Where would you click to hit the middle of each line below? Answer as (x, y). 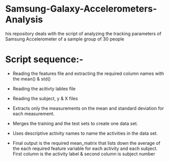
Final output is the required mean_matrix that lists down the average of (87, 143)
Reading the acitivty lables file (44, 89)
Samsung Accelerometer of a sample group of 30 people (65, 39)
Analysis (24, 19)
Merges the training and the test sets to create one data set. (75, 123)
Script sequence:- (44, 59)
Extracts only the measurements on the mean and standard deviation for (88, 108)
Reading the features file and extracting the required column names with (88, 73)
